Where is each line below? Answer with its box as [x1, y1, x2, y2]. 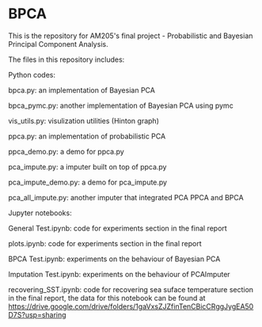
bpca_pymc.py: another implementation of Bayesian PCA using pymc [8, 101, 234, 110]
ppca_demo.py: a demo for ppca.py [8, 146, 124, 156]
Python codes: [8, 70, 56, 79]
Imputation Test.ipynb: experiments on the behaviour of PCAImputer [8, 269, 231, 279]
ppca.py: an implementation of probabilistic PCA [8, 131, 166, 141]
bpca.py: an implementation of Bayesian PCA [8, 85, 156, 95]
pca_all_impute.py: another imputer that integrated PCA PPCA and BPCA [8, 192, 244, 202]
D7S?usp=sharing [8, 310, 66, 319]
